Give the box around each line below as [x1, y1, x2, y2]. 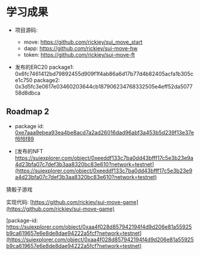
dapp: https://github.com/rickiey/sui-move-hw [23, 44, 138, 51]
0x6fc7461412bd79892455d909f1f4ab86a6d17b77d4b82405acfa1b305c [14, 70, 194, 77]
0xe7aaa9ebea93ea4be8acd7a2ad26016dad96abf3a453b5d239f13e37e [14, 129, 194, 136]
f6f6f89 [14, 135, 35, 142]
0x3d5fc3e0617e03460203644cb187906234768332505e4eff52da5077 [14, 83, 193, 90]
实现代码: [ [6, 198, 33, 205]
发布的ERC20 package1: [14, 63, 74, 71]
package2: [33, 76, 60, 84]
